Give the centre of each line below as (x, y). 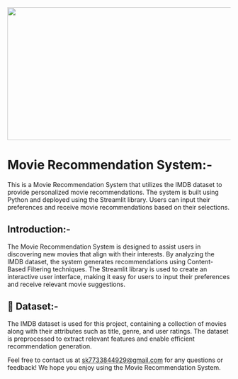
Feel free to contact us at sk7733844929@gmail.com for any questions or (115, 360)
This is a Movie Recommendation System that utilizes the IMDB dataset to (115, 184)
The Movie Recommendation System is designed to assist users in (104, 247)
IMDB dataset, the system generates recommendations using (97, 261)
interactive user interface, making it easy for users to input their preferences (119, 276)
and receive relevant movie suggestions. (67, 284)
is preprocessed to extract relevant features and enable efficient (101, 339)
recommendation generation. (50, 346)
